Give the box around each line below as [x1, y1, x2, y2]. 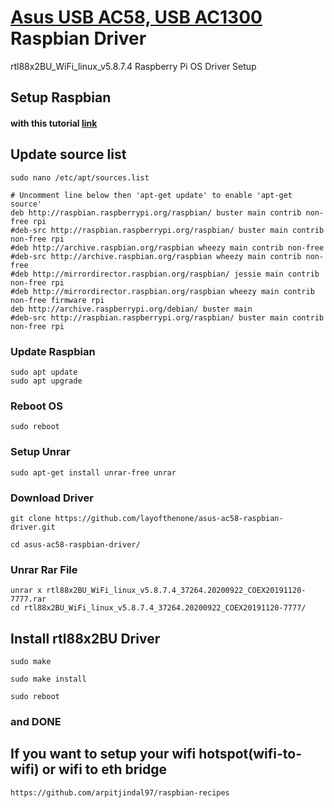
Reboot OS [10, 399, 63, 413]
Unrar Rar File [10, 562, 78, 576]
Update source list [10, 146, 127, 163]
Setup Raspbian [10, 89, 112, 106]
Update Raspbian [10, 344, 96, 358]
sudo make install [10, 674, 87, 685]
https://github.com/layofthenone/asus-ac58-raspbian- [54, 513, 284, 523]
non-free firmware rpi [10, 295, 105, 305]
